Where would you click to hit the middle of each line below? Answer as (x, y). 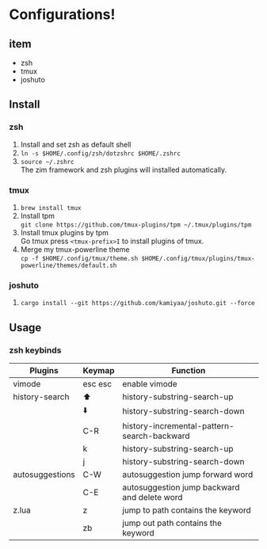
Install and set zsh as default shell (76, 144)
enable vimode (150, 383)
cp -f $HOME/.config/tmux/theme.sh (79, 258)
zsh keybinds (35, 350)
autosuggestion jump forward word (188, 475)
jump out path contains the (172, 523)
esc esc (97, 383)
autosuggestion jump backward (181, 487)
